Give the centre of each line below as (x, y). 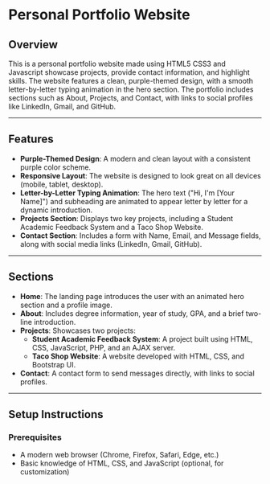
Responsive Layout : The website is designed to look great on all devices (140, 175)
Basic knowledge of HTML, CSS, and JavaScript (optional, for (122, 463)
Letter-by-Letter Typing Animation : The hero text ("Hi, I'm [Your (127, 193)
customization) (45, 472)
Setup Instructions (56, 414)
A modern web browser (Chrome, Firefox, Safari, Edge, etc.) (119, 455)
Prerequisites (35, 437)
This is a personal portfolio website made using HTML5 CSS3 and (117, 64)
